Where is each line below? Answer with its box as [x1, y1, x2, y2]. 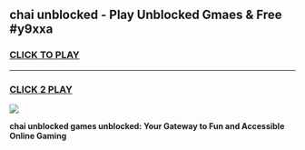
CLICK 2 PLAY [9, 83, 73, 95]
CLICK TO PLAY [9, 49, 80, 62]
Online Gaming [9, 130, 67, 141]
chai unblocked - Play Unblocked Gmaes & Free [9, 7, 283, 23]
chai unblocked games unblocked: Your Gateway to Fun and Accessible [9, 120, 285, 131]
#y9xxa [9, 22, 54, 37]
